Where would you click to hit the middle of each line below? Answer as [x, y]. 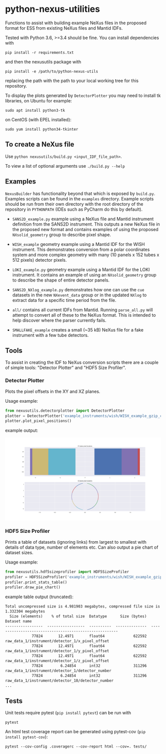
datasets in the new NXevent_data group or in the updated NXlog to [79, 295]
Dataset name [19, 621]
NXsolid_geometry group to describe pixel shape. [62, 235]
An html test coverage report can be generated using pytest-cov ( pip [75, 732]
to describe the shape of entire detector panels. [61, 280]
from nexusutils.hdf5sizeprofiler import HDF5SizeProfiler [67, 572]
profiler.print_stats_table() [36, 582]
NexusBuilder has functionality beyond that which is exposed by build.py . [80, 193]
